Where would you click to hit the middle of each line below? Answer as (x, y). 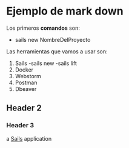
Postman (26, 82)
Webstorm (28, 76)
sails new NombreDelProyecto (53, 39)
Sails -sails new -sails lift (46, 63)
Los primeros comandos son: (43, 28)
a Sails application (29, 138)
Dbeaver (26, 89)
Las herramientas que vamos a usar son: (57, 51)
